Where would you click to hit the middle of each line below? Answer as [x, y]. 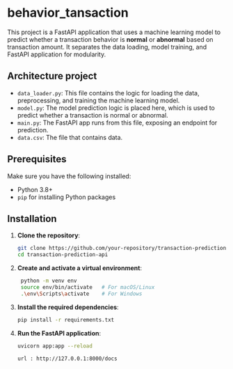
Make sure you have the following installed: [69, 176]
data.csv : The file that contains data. [70, 137]
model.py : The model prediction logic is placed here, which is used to [116, 108]
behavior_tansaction [68, 13]
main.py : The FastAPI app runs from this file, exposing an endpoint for [117, 123]
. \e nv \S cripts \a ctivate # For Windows [81, 294]
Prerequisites [37, 159]
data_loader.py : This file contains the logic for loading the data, [108, 93]
